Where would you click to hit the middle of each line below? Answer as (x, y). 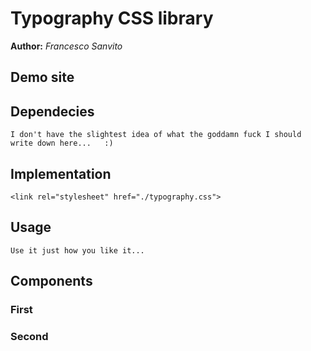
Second (29, 336)
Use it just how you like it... (77, 250)
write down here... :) (62, 143)
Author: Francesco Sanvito (66, 46)
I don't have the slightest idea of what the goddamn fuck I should (156, 135)
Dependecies (52, 111)
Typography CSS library (112, 18)
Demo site (42, 77)
